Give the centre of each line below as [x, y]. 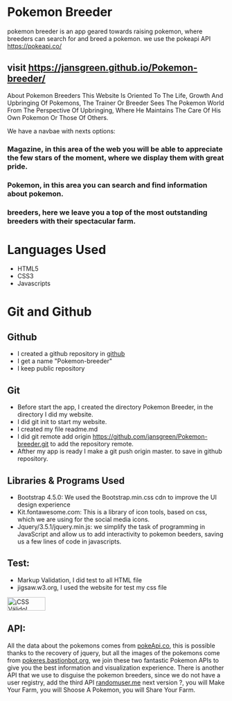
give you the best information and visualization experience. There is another [116, 668]
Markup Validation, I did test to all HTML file [80, 580]
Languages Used [57, 250]
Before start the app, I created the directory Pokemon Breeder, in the [115, 407]
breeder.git [33, 444]
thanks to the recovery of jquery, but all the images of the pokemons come [114, 652]
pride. [18, 166]
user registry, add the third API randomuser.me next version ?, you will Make [116, 682]
